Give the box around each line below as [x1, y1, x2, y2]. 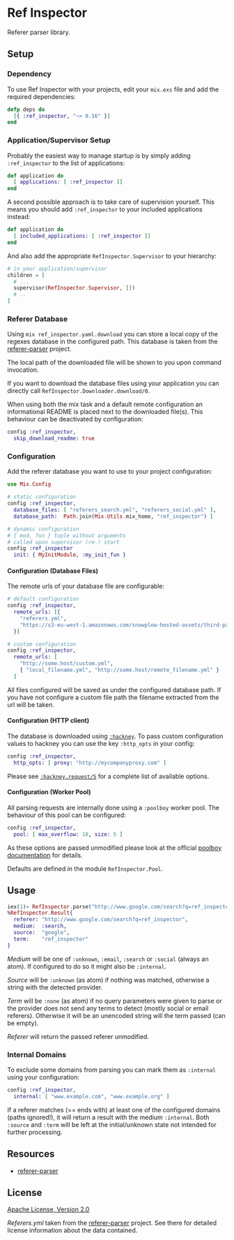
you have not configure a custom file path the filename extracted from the [7, 693, 219, 701]
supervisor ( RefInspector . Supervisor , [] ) [13, 285, 136, 292]
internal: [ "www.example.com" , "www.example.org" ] [13, 1093, 170, 1100]
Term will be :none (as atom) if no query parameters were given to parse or [7, 996, 222, 1005]
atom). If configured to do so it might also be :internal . [7, 962, 167, 971]
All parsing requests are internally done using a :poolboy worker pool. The [7, 804, 219, 812]
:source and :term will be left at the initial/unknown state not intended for [7, 1120, 217, 1128]
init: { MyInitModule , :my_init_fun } [13, 551, 127, 559]
